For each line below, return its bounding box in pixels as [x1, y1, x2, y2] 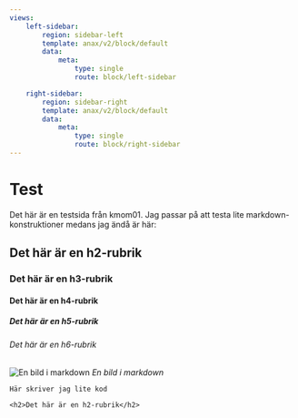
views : [9, 13, 35, 23]
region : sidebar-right [42, 97, 128, 107]
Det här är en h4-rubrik [9, 295, 98, 306]
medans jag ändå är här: [65, 219, 157, 229]
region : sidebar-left [42, 30, 124, 39]
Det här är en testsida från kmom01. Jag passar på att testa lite [9, 209, 244, 219]
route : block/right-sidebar [74, 140, 181, 149]
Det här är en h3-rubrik [9, 272, 114, 285]
